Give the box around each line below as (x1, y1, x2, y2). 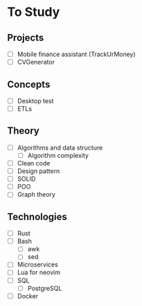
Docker (17, 291, 39, 300)
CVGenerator (17, 58, 55, 66)
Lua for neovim (17, 268, 61, 277)
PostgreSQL (27, 284, 62, 292)
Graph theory (17, 190, 55, 199)
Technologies (7, 210, 68, 222)
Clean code (17, 159, 51, 167)
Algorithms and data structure (17, 143, 103, 152)
